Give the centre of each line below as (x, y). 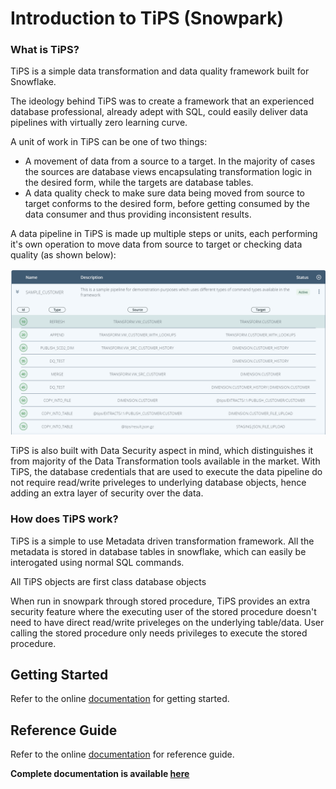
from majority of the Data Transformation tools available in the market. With (165, 461)
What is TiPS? (45, 50)
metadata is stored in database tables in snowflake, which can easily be (158, 551)
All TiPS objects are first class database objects (108, 581)
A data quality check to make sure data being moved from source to (164, 193)
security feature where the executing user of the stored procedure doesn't (163, 611)
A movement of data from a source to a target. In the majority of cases (170, 161)
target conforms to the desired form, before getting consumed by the (167, 204)
